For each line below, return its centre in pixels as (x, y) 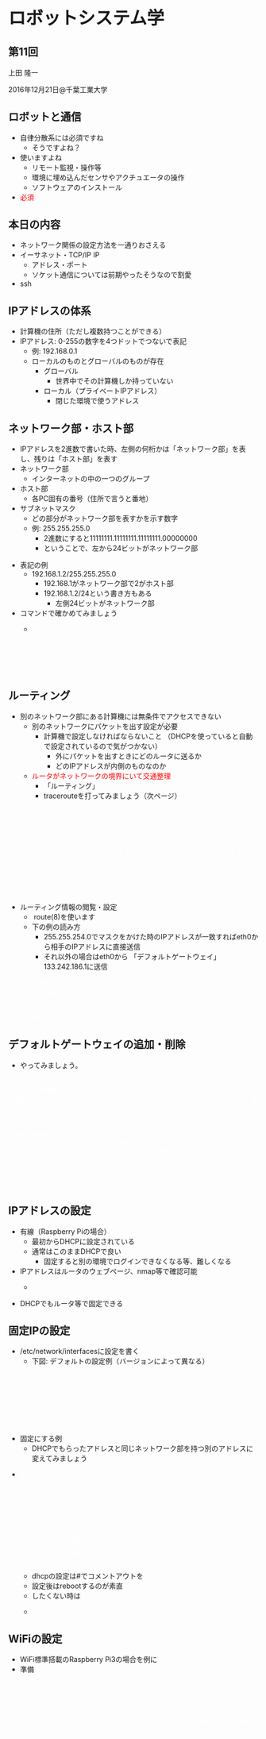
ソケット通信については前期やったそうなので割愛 (112, 275)
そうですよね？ (56, 147)
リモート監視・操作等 (66, 167)
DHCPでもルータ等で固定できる (71, 1303)
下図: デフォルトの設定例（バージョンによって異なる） (120, 1361)
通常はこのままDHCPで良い (76, 1251)
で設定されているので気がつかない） (102, 746)
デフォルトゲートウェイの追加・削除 (97, 1045)
